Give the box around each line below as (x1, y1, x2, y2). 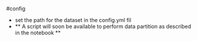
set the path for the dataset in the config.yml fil (14, 17, 132, 23)
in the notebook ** (14, 29, 61, 36)
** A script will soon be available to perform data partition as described (14, 23, 192, 30)
